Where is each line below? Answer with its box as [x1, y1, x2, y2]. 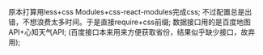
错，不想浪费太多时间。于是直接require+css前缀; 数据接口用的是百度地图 [8, 17, 251, 27]
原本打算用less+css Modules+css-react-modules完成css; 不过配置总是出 [8, 7, 252, 16]
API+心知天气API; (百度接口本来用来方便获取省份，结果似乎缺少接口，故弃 [8, 27, 256, 36]
